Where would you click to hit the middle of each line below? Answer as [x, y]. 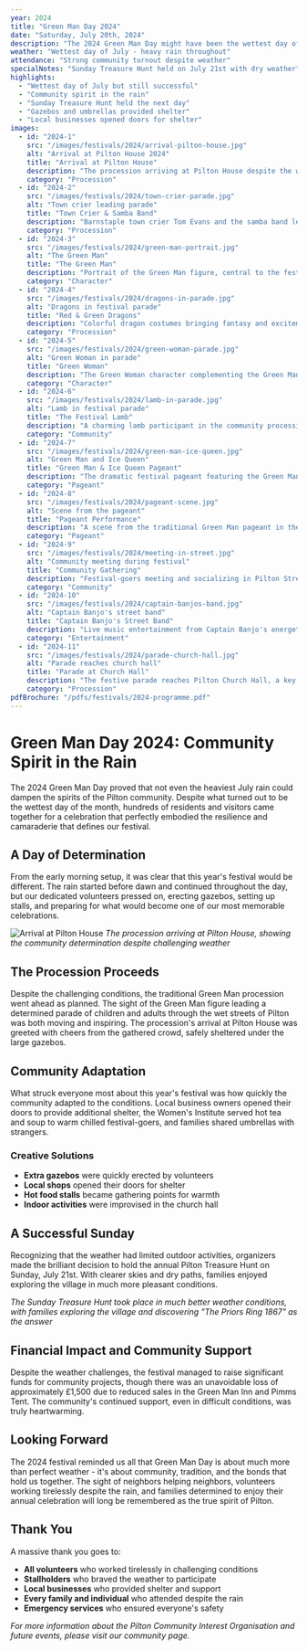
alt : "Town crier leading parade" [92, 205]
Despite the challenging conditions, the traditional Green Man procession [148, 994]
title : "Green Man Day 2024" [66, 26]
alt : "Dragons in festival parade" [94, 307]
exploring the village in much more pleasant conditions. [114, 1285]
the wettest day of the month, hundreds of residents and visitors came [142, 807]
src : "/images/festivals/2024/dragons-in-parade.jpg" [131, 298]
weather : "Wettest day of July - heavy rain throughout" [121, 52]
